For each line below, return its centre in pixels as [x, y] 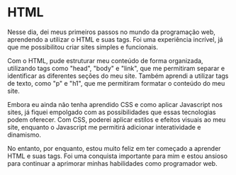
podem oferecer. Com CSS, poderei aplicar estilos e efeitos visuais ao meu [117, 119]
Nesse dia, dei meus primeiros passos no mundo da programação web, [112, 32]
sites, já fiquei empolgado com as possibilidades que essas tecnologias [112, 112]
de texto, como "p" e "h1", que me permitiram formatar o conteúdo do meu [116, 83]
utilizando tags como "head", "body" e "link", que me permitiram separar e [116, 68]
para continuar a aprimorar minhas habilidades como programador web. [112, 163]
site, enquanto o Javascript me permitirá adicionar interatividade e [104, 127]
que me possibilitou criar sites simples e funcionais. [83, 47]
